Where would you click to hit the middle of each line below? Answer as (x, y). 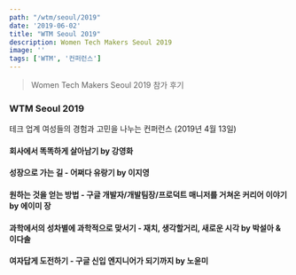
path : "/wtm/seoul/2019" (55, 17)
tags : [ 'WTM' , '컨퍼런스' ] (55, 59)
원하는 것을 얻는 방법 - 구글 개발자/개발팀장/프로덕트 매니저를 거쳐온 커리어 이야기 (148, 195)
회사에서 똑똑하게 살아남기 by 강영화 (71, 151)
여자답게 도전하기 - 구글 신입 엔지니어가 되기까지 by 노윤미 (109, 261)
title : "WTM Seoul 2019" (55, 34)
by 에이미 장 (30, 206)
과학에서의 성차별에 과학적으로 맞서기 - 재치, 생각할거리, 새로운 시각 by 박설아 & (145, 228)
